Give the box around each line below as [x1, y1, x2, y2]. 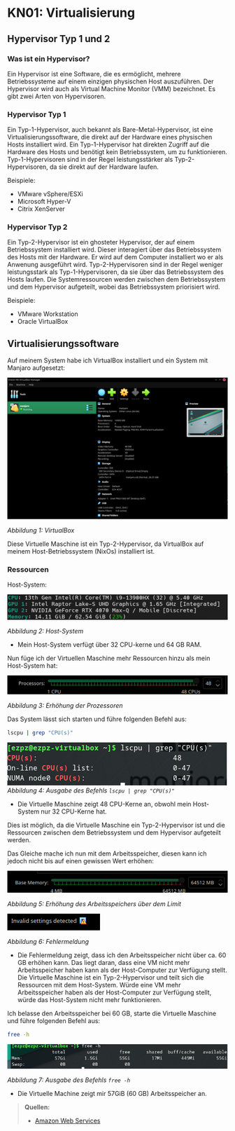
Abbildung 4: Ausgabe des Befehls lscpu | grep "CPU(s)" [7, 786, 175, 795]
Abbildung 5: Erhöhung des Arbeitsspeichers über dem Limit [7, 899, 182, 908]
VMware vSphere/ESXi [17, 190, 83, 198]
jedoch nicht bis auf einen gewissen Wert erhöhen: [7, 856, 154, 865]
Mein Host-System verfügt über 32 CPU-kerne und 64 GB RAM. [17, 640, 202, 649]
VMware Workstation [17, 310, 78, 318]
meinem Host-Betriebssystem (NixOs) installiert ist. [7, 547, 155, 556]
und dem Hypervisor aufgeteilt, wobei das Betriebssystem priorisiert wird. [7, 282, 220, 292]
